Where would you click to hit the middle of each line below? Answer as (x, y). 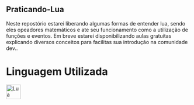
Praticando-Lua (35, 10)
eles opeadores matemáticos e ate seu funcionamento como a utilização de (97, 30)
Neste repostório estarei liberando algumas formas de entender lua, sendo (96, 23)
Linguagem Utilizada (57, 71)
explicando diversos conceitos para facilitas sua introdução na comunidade (97, 42)
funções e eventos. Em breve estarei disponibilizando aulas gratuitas (89, 36)
